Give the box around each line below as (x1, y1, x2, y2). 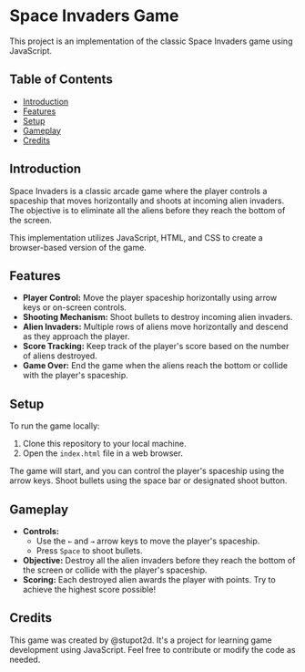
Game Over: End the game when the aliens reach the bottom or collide (22, 360, 289, 371)
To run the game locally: (9, 420, 100, 431)
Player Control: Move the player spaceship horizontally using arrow (22, 293, 278, 304)
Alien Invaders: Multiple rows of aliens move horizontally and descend (22, 321, 289, 333)
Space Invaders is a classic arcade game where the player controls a (9, 185, 268, 196)
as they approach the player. (22, 331, 130, 342)
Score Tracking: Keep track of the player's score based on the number (22, 341, 290, 352)
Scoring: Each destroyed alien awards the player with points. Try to (22, 574, 276, 584)
